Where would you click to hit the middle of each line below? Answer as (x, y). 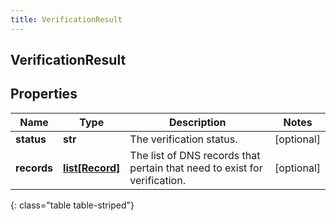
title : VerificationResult (66, 19)
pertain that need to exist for (196, 168)
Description (198, 122)
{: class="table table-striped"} (72, 205)
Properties (44, 94)
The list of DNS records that (195, 155)
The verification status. (183, 139)
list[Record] (92, 168)
